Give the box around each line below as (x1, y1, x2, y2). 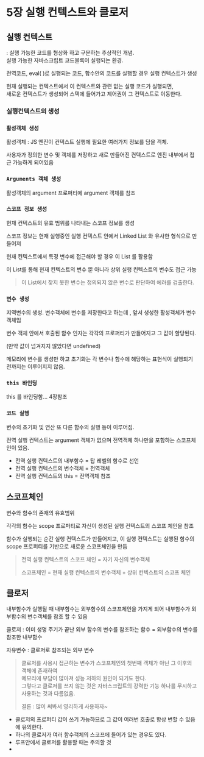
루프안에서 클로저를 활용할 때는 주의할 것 (15, 739, 111, 746)
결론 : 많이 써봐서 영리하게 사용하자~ (21, 703, 108, 710)
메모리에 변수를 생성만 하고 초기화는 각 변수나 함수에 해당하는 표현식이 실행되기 (6, 355, 194, 363)
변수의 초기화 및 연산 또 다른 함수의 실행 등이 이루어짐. (6, 423, 135, 430)
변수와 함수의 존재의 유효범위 (6, 509, 75, 516)
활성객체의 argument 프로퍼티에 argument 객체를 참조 (6, 189, 136, 196)
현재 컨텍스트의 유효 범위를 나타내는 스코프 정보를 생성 (6, 219, 135, 226)
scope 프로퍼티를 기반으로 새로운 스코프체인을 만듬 (6, 542, 128, 550)
